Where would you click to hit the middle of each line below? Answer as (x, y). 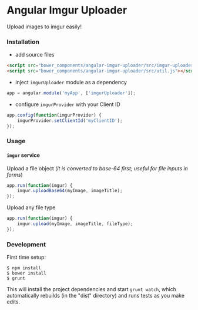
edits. (13, 302)
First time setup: (26, 258)
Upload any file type (31, 207)
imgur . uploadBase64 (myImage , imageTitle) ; (70, 191)
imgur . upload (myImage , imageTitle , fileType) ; (75, 224)
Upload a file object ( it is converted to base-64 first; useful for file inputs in (98, 168)
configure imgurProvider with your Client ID (68, 104)
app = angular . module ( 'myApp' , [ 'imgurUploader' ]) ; (71, 93)
